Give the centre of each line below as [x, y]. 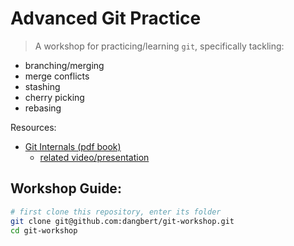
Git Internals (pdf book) [73, 146]
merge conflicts [57, 76]
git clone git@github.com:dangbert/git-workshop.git [122, 221]
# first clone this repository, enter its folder [116, 212]
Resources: [33, 127]
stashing [42, 86]
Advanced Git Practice [106, 18]
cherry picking [54, 97]
